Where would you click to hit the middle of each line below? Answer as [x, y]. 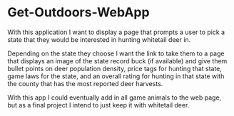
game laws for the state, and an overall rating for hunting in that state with [116, 76]
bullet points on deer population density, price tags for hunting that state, [115, 68]
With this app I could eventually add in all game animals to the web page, [115, 97]
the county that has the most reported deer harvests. [85, 83]
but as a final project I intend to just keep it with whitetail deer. [98, 105]
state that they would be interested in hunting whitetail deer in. [99, 39]
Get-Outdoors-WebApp [78, 12]
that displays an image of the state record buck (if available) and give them [117, 60]
